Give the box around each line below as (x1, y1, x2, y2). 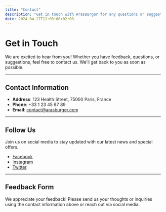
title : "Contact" (5, 7, 41, 12)
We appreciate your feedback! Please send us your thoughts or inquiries (5, 196, 152, 202)
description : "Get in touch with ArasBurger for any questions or (5, 12, 145, 17)
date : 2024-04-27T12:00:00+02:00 (5, 16, 74, 21)
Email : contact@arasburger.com (12, 107, 79, 113)
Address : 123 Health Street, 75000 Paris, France (12, 97, 112, 103)
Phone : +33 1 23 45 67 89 (12, 102, 66, 107)
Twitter (12, 164, 27, 170)
